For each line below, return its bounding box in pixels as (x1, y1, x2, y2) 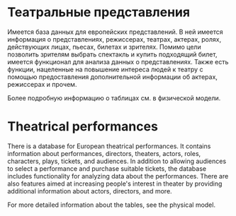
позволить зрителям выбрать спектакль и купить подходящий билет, (7, 50, 218, 59)
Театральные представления (7, 4, 190, 20)
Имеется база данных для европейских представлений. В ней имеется (7, 28, 223, 36)
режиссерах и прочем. (7, 80, 77, 88)
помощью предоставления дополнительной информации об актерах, (7, 72, 218, 81)
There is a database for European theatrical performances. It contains (7, 142, 211, 150)
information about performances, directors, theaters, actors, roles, (7, 149, 201, 157)
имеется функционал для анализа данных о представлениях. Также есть (7, 57, 229, 66)
